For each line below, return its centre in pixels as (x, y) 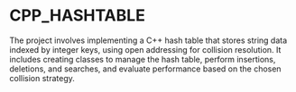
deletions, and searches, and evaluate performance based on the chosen (145, 69)
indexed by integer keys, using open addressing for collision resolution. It (145, 49)
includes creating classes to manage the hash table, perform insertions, (143, 59)
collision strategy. (42, 78)
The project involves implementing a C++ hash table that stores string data (148, 40)
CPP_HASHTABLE (78, 16)
